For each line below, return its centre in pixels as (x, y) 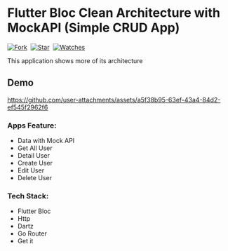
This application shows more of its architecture (75, 60)
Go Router (32, 233)
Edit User (31, 170)
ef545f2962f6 (28, 107)
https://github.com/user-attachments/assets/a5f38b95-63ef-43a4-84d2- (114, 100)
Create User (35, 163)
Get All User (35, 148)
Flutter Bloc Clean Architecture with (114, 13)
